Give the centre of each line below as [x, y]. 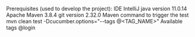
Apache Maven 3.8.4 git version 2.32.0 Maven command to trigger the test [97, 15]
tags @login [21, 27]
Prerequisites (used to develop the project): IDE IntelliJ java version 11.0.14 [97, 9]
